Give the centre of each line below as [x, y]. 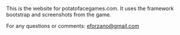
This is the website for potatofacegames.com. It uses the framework [90, 8]
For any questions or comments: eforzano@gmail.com [73, 26]
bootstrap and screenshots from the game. [59, 15]
